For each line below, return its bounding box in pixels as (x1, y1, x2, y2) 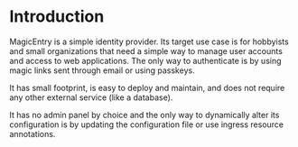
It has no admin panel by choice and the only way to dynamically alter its (9, 109, 280, 120)
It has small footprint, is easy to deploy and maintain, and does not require (9, 82, 285, 93)
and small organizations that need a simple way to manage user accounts (9, 45, 283, 56)
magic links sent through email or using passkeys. (9, 65, 196, 76)
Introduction (9, 6, 105, 27)
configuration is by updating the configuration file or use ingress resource (9, 119, 284, 130)
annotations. (9, 128, 56, 139)
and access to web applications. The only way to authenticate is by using (9, 55, 282, 66)
